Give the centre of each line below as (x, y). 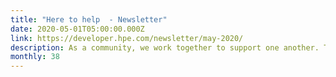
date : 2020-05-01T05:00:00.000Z (77, 29)
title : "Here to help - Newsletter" (89, 19)
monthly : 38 (35, 57)
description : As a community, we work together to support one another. (165, 47)
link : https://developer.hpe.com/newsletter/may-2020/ (127, 38)
